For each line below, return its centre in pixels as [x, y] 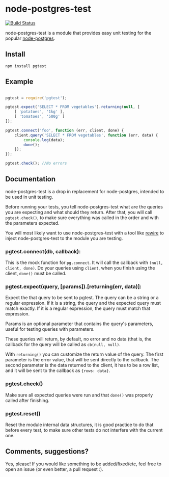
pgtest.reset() [23, 413]
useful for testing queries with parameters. [50, 329]
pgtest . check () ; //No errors [36, 164]
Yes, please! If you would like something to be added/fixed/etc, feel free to [83, 464]
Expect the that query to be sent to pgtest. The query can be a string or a [82, 298]
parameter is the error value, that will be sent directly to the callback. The [82, 360]
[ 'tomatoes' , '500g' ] [40, 117]
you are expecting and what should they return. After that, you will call [79, 212]
